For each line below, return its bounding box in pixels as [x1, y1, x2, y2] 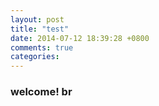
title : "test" [10, 24, 70, 34]
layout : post [10, 14, 65, 25]
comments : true [10, 42, 74, 53]
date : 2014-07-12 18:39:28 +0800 [10, 33, 150, 43]
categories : [10, 52, 60, 62]
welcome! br [10, 85, 73, 99]
